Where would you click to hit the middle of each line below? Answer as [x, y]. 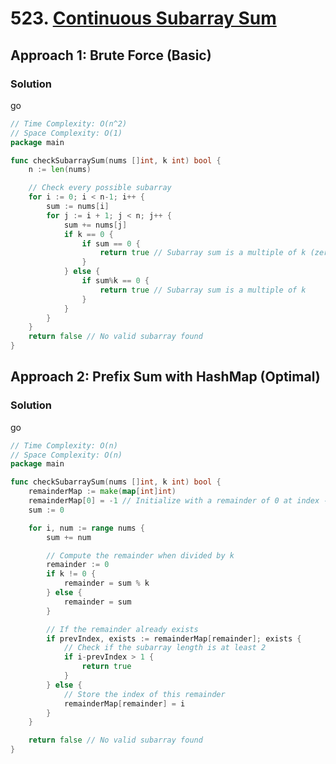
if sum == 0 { [111, 243]
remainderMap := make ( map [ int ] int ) [102, 492]
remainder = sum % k [106, 583]
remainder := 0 [78, 565]
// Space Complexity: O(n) [66, 455]
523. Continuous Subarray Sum [143, 18]
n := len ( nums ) [60, 170]
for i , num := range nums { [86, 528]
